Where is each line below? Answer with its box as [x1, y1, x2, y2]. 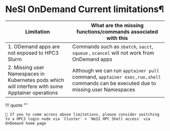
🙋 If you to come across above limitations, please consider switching [5, 112, 159, 117]
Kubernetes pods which [8, 76, 64, 83]
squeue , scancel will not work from [72, 49, 154, 56]
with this [106, 34, 128, 41]
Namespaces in [8, 70, 45, 77]
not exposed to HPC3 [8, 49, 59, 56]
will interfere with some [8, 82, 63, 90]
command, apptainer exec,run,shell [72, 73, 161, 80]
